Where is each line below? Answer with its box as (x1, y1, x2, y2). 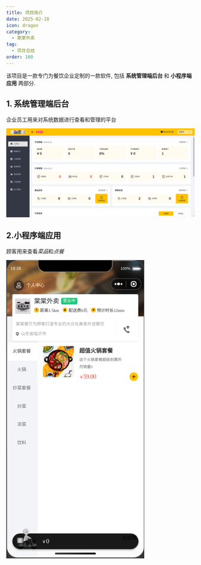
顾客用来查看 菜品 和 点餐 (6, 247, 64, 255)
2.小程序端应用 (6, 231, 62, 241)
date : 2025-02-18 (6, 16, 50, 22)
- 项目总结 (11, 48, 35, 54)
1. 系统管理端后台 (6, 99, 69, 109)
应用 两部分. (6, 79, 36, 86)
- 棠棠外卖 (11, 35, 35, 41)
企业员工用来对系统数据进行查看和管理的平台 (6, 116, 117, 123)
